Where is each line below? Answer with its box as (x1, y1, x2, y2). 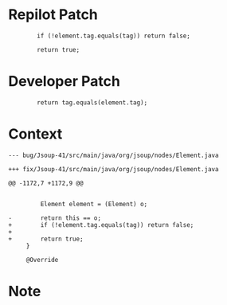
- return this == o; (8, 213, 102, 222)
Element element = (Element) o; (40, 200, 148, 208)
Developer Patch (8, 72, 121, 91)
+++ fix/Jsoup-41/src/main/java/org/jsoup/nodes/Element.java (8, 165, 219, 173)
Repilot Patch (8, 6, 98, 24)
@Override (25, 256, 59, 264)
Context (8, 125, 63, 143)
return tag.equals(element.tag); (37, 98, 148, 107)
